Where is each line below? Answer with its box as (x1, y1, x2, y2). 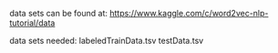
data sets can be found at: (9, 8, 108, 18)
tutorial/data (9, 17, 56, 28)
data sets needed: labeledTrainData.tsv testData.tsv (9, 36, 204, 46)
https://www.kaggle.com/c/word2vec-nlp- (108, 8, 269, 18)
